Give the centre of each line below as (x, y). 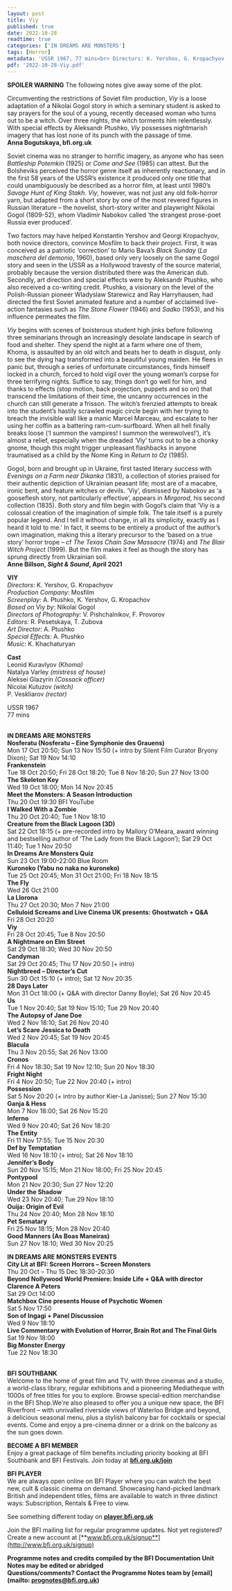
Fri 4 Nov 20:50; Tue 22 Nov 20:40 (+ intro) (69, 1081)
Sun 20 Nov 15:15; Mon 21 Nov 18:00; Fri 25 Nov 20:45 (85, 1170)
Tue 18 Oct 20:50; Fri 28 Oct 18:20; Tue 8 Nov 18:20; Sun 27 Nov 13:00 (108, 772)
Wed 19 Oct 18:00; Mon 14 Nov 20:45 (60, 787)
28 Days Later (28, 986)
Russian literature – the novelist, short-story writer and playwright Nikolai (111, 207)
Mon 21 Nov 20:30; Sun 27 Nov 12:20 (60, 1184)
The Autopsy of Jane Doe (45, 1015)
